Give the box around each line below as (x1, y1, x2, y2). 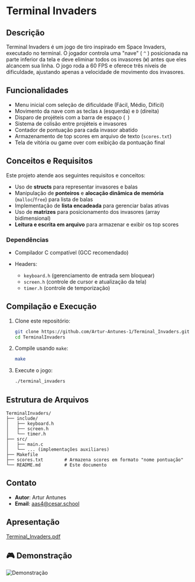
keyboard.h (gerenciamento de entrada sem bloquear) (23, 272, 155, 279)
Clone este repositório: (14, 317, 71, 324)
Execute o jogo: (14, 367, 53, 374)
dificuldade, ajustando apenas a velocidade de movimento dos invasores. (6, 69, 185, 75)
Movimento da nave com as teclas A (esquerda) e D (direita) (14, 108, 160, 115)
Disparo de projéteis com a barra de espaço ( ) (14, 113, 130, 121)
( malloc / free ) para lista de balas (14, 196, 93, 203)
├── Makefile (6, 452, 38, 458)
